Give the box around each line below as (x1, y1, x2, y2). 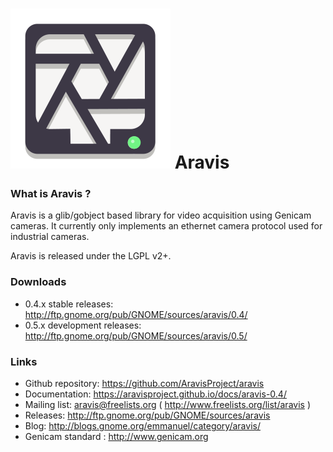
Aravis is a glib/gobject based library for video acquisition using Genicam (10, 209, 312, 222)
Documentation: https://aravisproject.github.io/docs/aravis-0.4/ (24, 388, 287, 400)
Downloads (10, 275, 67, 289)
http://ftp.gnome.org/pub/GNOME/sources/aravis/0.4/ (24, 308, 248, 320)
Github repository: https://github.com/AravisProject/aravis (24, 378, 265, 390)
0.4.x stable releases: (24, 298, 114, 310)
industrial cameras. (10, 231, 90, 243)
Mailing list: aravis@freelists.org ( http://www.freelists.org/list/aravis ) (24, 399, 311, 411)
